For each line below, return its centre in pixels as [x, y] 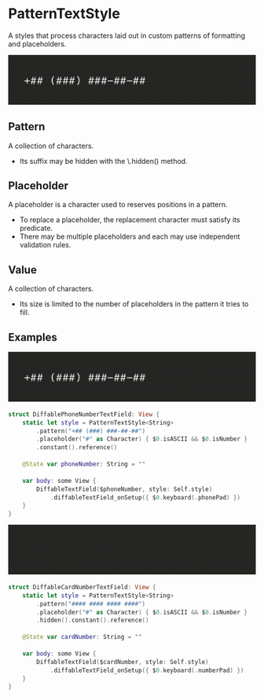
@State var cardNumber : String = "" [82, 637]
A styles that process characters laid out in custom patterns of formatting [127, 35]
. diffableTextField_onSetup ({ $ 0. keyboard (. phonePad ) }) [145, 497]
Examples [33, 337]
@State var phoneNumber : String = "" [84, 464]
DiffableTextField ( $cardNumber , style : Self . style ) [123, 662]
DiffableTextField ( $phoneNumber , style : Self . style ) [125, 489]
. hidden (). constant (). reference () [93, 620]
